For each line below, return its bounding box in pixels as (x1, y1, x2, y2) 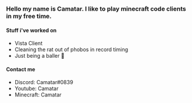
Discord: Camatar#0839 (14, 79, 73, 86)
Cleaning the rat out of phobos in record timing (14, 46, 129, 53)
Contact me (6, 65, 35, 72)
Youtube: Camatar (14, 85, 59, 92)
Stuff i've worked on (6, 26, 57, 34)
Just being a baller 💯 (14, 52, 65, 59)
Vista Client (14, 40, 43, 47)
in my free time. (6, 12, 52, 20)
